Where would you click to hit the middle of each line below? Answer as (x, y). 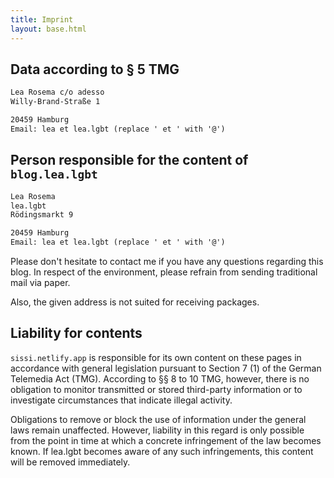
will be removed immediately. (70, 462)
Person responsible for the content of (129, 160)
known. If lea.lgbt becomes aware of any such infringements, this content (162, 451)
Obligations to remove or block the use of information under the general (158, 419)
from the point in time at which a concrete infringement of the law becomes (166, 440)
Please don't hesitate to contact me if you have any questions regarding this (167, 261)
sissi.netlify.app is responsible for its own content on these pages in (156, 357)
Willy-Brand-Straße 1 (55, 102)
